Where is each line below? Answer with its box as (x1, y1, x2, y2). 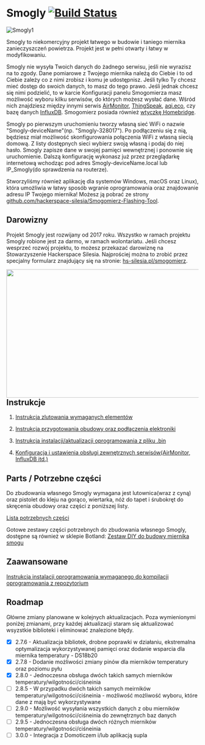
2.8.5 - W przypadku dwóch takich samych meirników (15, 684, 151, 692)
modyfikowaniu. (6, 51, 47, 58)
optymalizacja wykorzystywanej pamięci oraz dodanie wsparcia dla (15, 645, 185, 652)
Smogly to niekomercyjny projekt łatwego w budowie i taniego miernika (6, 38, 186, 45)
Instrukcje (6, 397, 46, 408)
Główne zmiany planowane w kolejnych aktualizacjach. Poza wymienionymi (6, 613, 196, 620)
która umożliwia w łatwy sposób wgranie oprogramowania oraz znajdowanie (6, 184, 199, 191)
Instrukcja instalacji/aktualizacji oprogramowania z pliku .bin (15, 437, 167, 444)
